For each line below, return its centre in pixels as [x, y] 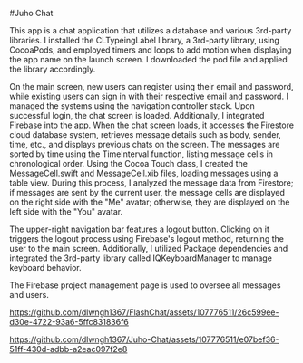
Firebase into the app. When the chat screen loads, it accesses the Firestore [152, 125]
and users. [29, 295]
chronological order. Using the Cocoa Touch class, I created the [128, 163]
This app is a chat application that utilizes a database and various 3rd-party [151, 30]
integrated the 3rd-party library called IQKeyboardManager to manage [141, 258]
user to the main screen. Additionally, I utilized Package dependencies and [149, 248]
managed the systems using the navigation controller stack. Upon [132, 106]
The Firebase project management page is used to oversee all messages [145, 285]
